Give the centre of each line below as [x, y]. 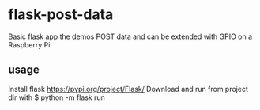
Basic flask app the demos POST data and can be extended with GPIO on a [130, 36]
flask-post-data [61, 15]
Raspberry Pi [29, 44]
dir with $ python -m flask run [57, 97]
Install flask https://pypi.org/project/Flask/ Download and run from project [128, 89]
